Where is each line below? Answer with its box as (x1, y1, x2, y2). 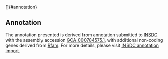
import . (5, 47, 20, 54)
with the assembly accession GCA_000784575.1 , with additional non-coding (5, 37, 163, 43)
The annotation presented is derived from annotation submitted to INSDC (5, 32, 158, 38)
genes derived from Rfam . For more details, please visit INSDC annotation (5, 42, 159, 48)
